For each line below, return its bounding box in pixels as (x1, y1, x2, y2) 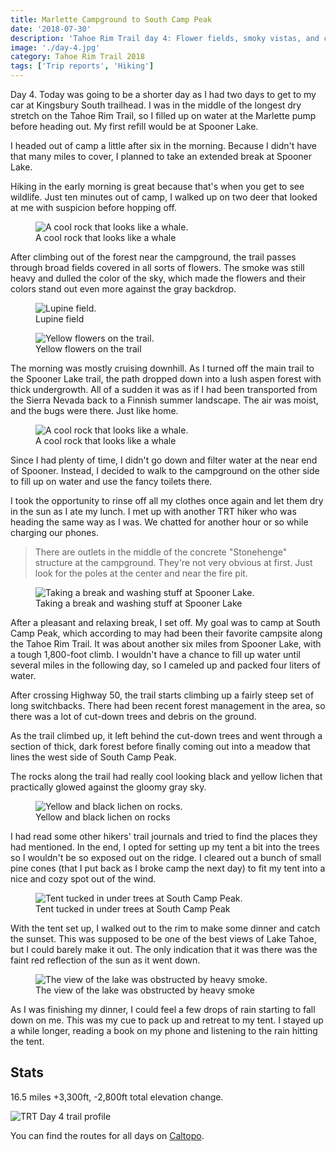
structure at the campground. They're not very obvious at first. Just (34, 557, 313, 568)
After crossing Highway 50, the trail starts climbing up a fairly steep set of (10, 689, 315, 701)
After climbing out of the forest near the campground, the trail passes (10, 251, 297, 263)
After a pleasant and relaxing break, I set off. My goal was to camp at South (10, 617, 321, 628)
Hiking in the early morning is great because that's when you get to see (10, 181, 305, 192)
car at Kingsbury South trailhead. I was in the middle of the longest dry (10, 99, 302, 111)
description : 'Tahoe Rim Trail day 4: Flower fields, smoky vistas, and (10, 33, 320, 43)
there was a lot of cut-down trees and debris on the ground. (10, 711, 257, 722)
